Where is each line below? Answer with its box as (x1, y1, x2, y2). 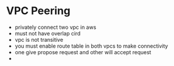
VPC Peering (6, 4, 70, 18)
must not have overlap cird (14, 29, 81, 37)
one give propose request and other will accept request (14, 48, 151, 55)
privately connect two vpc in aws (14, 24, 97, 31)
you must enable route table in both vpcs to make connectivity (14, 42, 169, 49)
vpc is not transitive (14, 36, 64, 43)
